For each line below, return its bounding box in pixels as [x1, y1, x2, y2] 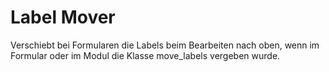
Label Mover [10, 6, 116, 29]
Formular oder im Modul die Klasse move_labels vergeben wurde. [10, 49, 281, 61]
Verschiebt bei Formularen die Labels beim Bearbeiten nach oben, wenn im [10, 39, 320, 51]
